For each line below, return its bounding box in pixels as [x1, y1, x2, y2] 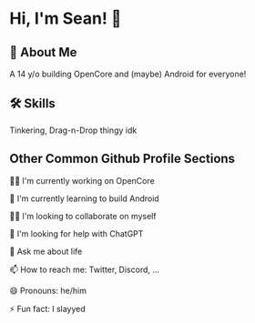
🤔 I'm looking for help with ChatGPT [9, 227, 144, 239]
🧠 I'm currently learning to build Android [9, 193, 159, 204]
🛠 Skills [9, 96, 56, 112]
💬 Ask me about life [9, 246, 83, 257]
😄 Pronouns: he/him [9, 285, 87, 296]
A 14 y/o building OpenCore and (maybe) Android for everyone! [9, 68, 247, 79]
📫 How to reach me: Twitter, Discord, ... [9, 264, 160, 275]
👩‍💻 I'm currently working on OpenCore [9, 175, 155, 186]
